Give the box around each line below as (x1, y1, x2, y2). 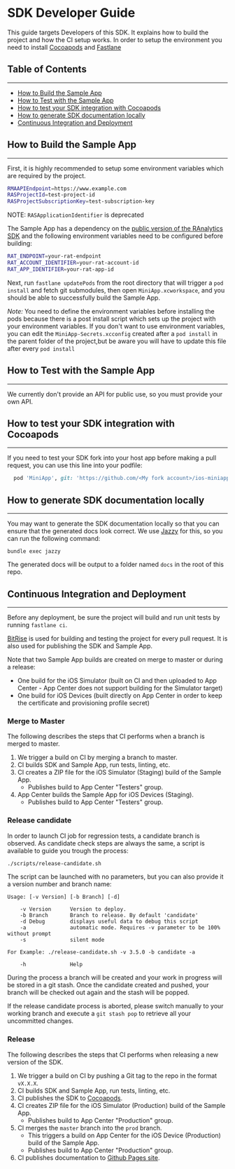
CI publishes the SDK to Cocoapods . (17, 1093, 123, 1102)
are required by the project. (7, 171, 86, 180)
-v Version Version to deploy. (20, 906, 127, 913)
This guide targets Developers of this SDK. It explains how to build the (7, 28, 208, 36)
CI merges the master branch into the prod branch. (17, 1123, 162, 1132)
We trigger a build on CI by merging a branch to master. (17, 753, 178, 762)
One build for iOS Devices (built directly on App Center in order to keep (17, 691, 222, 700)
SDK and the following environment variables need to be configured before (7, 232, 224, 240)
